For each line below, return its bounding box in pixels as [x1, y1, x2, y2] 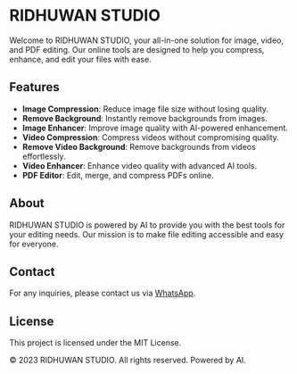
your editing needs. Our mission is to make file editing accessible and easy [9, 229, 284, 239]
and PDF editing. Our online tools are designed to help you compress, [9, 44, 265, 54]
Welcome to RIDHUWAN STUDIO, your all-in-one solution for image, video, [9, 35, 284, 46]
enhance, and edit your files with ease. [9, 54, 152, 64]
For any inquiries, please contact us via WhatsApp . [9, 287, 196, 299]
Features [9, 79, 60, 95]
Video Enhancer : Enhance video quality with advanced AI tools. [21, 160, 257, 170]
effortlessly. [21, 151, 66, 162]
